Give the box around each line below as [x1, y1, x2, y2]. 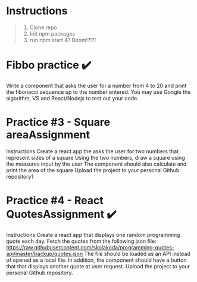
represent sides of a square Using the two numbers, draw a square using [6, 154, 186, 161]
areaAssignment [6, 128, 90, 142]
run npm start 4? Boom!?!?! [29, 36, 96, 43]
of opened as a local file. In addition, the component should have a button [6, 256, 187, 264]
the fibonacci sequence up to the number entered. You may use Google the [6, 88, 191, 96]
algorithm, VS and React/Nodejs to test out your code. [6, 94, 139, 102]
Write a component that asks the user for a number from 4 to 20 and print [6, 82, 187, 89]
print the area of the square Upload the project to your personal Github [6, 166, 180, 173]
